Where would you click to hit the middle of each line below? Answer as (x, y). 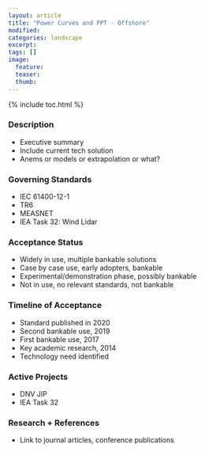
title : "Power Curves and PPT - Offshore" (79, 23)
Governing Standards (50, 179)
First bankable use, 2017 (59, 339)
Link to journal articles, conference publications (97, 440)
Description (31, 125)
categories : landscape (45, 38)
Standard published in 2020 (65, 322)
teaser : (28, 74)
